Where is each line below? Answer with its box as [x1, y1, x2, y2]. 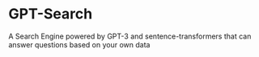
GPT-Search [8, 5, 93, 23]
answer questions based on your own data [8, 39, 151, 49]
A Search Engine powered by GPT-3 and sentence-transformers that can [8, 31, 252, 41]
